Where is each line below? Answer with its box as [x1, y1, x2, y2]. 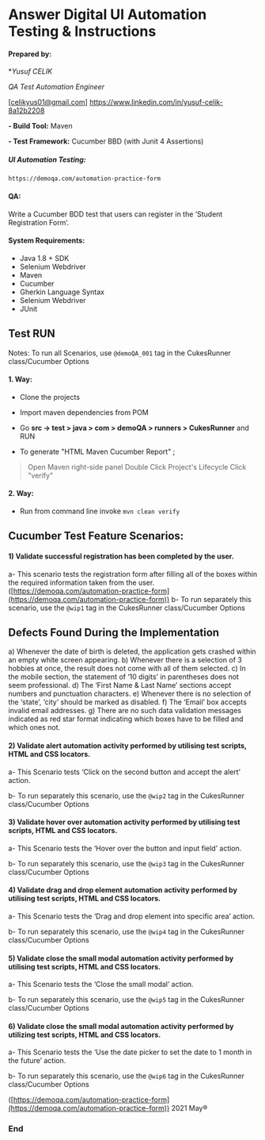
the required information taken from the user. [8, 578, 155, 587]
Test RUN [8, 327, 55, 340]
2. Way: [8, 489, 34, 498]
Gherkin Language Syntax [19, 287, 105, 297]
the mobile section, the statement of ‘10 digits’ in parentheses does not [8, 672, 240, 681]
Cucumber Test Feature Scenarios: [8, 529, 184, 543]
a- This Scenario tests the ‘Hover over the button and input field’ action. [8, 843, 242, 853]
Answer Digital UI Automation [8, 6, 207, 24]
